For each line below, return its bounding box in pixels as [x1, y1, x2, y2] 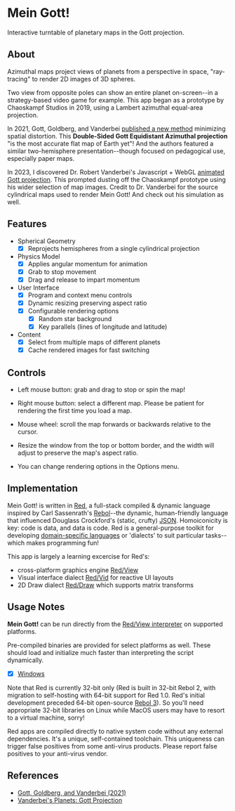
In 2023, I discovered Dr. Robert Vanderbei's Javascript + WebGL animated [7, 167, 224, 176]
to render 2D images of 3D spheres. [32, 74, 136, 83]
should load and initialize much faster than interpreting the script [7, 648, 194, 656]
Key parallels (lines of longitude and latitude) [38, 323, 168, 331]
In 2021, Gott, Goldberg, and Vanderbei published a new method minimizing [7, 124, 226, 133]
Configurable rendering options [27, 306, 119, 315]
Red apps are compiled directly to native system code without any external [7, 727, 223, 735]
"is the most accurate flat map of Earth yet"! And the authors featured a [7, 139, 214, 148]
